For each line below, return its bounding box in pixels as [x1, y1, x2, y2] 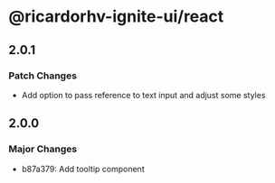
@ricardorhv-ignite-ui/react [8, 6, 224, 27]
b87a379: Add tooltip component [21, 163, 146, 174]
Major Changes [8, 142, 78, 155]
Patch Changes [8, 69, 78, 82]
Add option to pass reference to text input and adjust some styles [21, 89, 266, 100]
